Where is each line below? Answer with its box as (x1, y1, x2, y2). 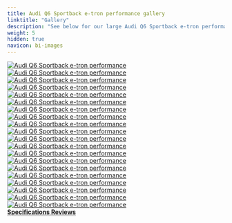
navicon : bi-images (7, 42, 64, 49)
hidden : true (7, 36, 45, 43)
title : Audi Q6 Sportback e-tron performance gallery (7, 10, 166, 17)
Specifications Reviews (7, 208, 76, 216)
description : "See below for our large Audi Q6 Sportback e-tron (7, 23, 199, 30)
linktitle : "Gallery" (7, 17, 70, 23)
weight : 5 (7, 29, 36, 37)
